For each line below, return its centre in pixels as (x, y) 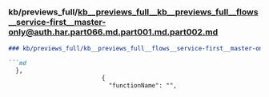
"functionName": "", (143, 85)
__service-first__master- (57, 22)
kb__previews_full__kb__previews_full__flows (168, 12)
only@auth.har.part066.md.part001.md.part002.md (113, 32)
